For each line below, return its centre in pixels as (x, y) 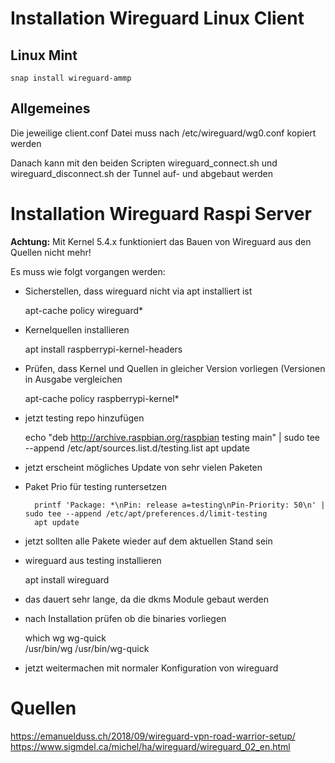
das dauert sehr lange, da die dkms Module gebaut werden (146, 599)
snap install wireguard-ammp (71, 78)
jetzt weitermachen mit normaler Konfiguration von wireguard (151, 668)
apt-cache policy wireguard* (84, 310)
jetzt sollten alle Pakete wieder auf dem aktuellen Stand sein (148, 541)
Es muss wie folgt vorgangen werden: (88, 271)
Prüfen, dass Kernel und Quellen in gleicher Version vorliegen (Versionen (175, 368)
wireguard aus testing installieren (93, 560)
